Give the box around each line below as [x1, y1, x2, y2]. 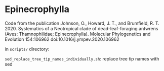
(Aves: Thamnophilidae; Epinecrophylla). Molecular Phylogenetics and [5, 31, 151, 37]
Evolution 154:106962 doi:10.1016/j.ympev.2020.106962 [5, 36, 119, 42]
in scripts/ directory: [5, 46, 50, 52]
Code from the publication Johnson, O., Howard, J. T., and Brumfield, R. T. [5, 20, 160, 26]
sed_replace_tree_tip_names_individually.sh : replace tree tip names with [5, 55, 159, 61]
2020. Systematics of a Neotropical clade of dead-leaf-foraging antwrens [5, 25, 158, 31]
